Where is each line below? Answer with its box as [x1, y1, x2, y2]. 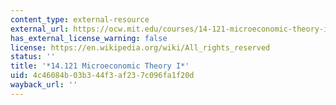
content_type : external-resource [10, 14, 150, 25]
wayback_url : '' [10, 80, 78, 90]
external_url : [10, 24, 70, 34]
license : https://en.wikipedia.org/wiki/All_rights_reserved [10, 42, 271, 53]
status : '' [10, 52, 56, 62]
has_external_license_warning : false [10, 33, 168, 43]
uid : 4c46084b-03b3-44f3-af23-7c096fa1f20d [10, 71, 195, 81]
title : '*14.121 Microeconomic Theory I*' [10, 61, 190, 71]
